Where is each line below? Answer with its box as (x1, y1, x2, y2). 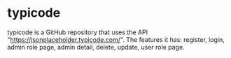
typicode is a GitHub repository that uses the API (7, 28, 148, 36)
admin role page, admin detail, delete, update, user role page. (7, 43, 185, 51)
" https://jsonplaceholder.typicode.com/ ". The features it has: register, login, (7, 35, 225, 43)
